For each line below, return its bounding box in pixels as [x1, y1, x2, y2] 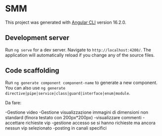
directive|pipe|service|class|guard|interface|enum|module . [5, 90, 130, 96]
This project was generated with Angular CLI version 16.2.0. [5, 19, 127, 25]
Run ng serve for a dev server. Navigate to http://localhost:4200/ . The [5, 46, 152, 52]
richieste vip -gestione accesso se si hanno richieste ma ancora [25, 120, 156, 126]
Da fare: [5, 99, 21, 105]
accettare [5, 120, 25, 126]
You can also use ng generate [5, 85, 66, 91]
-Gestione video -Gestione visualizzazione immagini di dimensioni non [5, 109, 149, 115]
